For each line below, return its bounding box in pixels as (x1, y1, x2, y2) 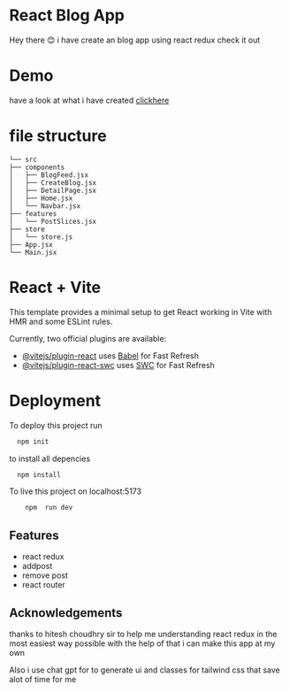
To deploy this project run (9, 419, 103, 430)
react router (21, 580, 66, 590)
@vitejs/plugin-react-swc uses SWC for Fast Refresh (21, 359, 215, 370)
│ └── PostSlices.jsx (9, 217, 97, 226)
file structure (9, 126, 108, 146)
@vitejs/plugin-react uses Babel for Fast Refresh (21, 350, 200, 361)
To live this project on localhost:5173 (9, 486, 142, 496)
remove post (21, 570, 69, 581)
